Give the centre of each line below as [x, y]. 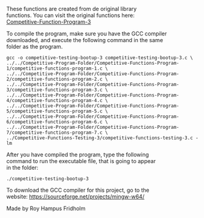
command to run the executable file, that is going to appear [81, 161]
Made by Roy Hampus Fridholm [46, 208]
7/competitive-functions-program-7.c [55, 133]
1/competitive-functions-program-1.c [55, 68]
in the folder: [22, 168]
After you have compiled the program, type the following [77, 154]
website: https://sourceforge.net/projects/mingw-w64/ [76, 197]
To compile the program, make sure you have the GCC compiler [87, 34]
